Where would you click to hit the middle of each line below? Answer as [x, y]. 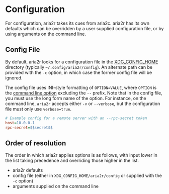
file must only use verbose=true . [38, 109]
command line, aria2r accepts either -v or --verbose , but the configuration [83, 104]
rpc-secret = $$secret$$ [29, 127]
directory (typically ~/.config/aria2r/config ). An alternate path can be [79, 67]
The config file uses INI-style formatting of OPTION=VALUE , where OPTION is [81, 87]
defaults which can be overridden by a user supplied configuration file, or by [84, 28]
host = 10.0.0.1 [20, 123]
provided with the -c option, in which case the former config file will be [79, 72]
